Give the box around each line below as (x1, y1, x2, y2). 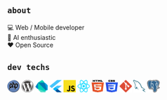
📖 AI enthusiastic (7, 33, 56, 41)
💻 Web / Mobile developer (7, 23, 85, 31)
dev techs (7, 62, 51, 73)
